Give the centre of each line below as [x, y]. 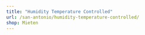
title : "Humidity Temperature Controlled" [59, 12]
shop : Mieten [22, 23]
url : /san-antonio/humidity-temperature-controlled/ [73, 17]
